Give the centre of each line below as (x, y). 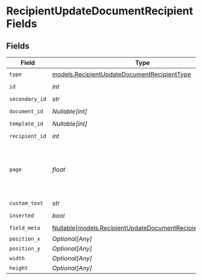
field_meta (25, 228)
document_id (26, 111)
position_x (25, 239)
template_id (26, 124)
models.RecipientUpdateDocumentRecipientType (121, 74)
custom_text (26, 203)
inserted (22, 215)
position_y (25, 249)
